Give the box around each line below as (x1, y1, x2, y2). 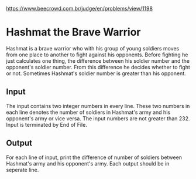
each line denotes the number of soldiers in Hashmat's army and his (6, 109, 171, 116)
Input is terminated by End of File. (6, 121, 88, 128)
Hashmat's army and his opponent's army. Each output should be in (6, 160, 170, 167)
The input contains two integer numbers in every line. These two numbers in (6, 102, 190, 109)
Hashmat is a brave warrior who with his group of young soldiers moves (6, 45, 180, 52)
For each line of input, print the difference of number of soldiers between (6, 154, 183, 161)
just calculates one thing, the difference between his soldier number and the (6, 57, 190, 64)
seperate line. (6, 166, 39, 173)
